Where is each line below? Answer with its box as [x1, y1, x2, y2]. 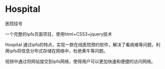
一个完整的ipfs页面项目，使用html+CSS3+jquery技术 [5, 31, 112, 37]
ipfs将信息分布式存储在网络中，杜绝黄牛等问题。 [9, 48, 108, 54]
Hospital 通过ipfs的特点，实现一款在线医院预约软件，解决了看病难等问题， [5, 41, 157, 48]
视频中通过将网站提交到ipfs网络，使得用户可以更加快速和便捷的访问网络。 [5, 58, 156, 64]
